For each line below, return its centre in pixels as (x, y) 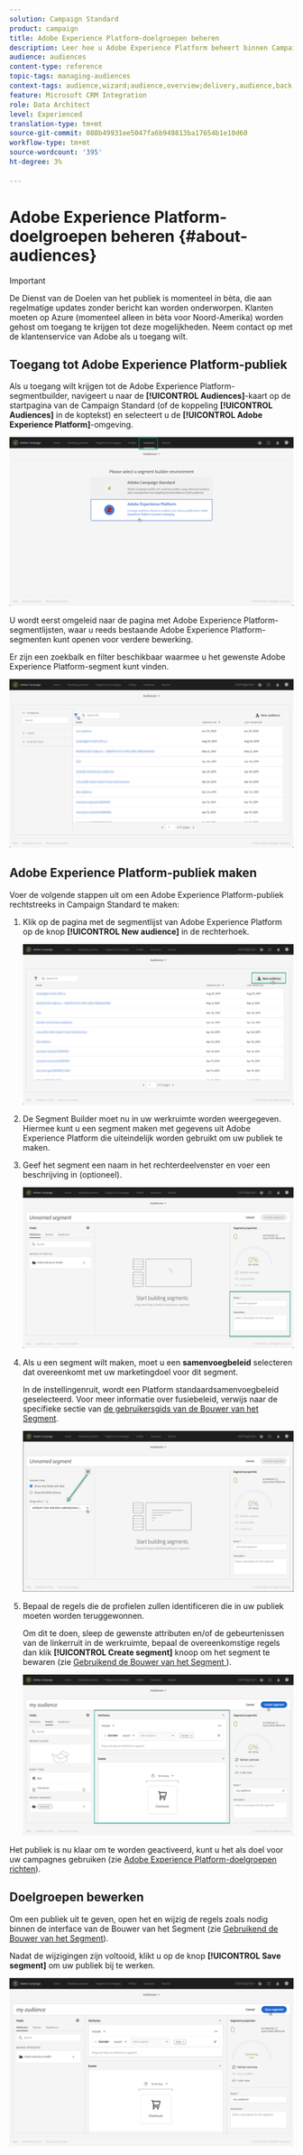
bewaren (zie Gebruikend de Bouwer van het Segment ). (127, 1662)
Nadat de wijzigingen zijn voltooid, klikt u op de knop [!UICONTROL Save (145, 1956)
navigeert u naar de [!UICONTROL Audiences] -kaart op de (181, 396)
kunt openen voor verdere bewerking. (123, 640)
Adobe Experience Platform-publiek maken (133, 873)
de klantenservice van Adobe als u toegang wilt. (99, 336)
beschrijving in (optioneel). (72, 1175)
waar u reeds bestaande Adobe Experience (148, 630)
